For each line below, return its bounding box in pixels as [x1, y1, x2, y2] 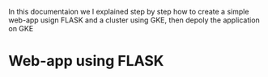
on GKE [8, 24, 34, 33]
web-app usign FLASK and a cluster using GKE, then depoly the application [8, 15, 261, 25]
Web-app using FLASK [8, 52, 164, 71]
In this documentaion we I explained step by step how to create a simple [8, 7, 249, 16]
